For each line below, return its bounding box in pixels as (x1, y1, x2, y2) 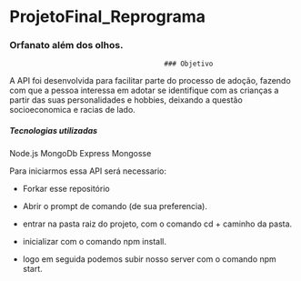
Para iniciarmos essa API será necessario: (9, 166, 166, 176)
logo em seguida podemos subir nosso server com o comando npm (22, 254, 277, 265)
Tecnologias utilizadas (9, 125, 98, 136)
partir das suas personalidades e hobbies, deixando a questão (9, 95, 243, 105)
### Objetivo (164, 59, 214, 69)
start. (22, 264, 43, 275)
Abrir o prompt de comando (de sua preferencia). (22, 201, 207, 212)
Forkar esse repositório (22, 184, 111, 195)
